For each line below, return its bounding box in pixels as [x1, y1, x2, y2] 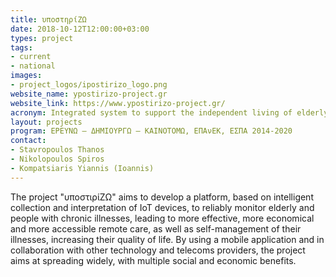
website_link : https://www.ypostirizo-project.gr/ [10, 98, 226, 108]
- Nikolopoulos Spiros [10, 154, 105, 164]
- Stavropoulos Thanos [10, 145, 105, 155]
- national [10, 61, 56, 71]
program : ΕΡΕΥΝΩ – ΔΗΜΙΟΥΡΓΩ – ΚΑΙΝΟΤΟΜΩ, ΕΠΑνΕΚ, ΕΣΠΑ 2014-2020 [10, 126, 293, 136]
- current [10, 52, 52, 62]
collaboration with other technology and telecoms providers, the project [10, 244, 306, 256]
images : [10, 71, 43, 81]
